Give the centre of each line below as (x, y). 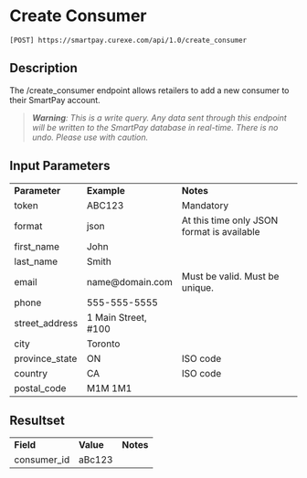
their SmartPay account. (55, 100)
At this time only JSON (230, 220)
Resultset (37, 420)
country (31, 373)
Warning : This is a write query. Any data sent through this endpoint (159, 117)
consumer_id (42, 460)
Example (106, 190)
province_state (46, 358)
